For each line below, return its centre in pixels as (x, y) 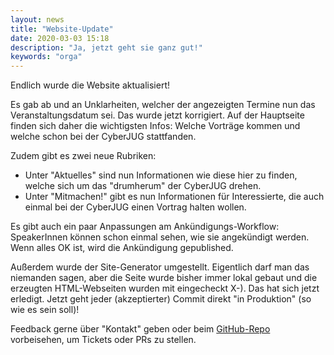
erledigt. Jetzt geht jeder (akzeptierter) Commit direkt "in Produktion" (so (161, 299)
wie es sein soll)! (45, 310)
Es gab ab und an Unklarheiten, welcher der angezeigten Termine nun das (163, 105)
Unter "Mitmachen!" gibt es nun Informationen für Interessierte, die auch (174, 197)
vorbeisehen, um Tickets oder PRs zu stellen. (103, 340)
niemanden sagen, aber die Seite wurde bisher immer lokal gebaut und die (164, 278)
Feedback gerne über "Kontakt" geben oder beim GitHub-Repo (140, 329)
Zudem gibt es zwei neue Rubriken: (83, 156)
